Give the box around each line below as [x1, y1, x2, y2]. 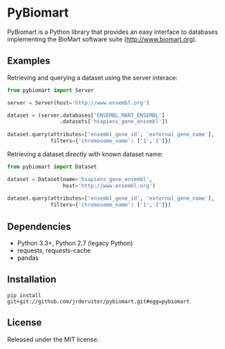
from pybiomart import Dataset [7, 163, 97, 170]
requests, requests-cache [17, 246, 91, 254]
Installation [7, 274, 57, 285]
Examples [7, 55, 50, 67]
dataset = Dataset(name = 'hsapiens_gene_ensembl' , [7, 176, 153, 182]
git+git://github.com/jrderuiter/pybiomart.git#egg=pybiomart [7, 298, 190, 305]
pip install [7, 292, 41, 299]
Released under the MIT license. [7, 335, 99, 343]
